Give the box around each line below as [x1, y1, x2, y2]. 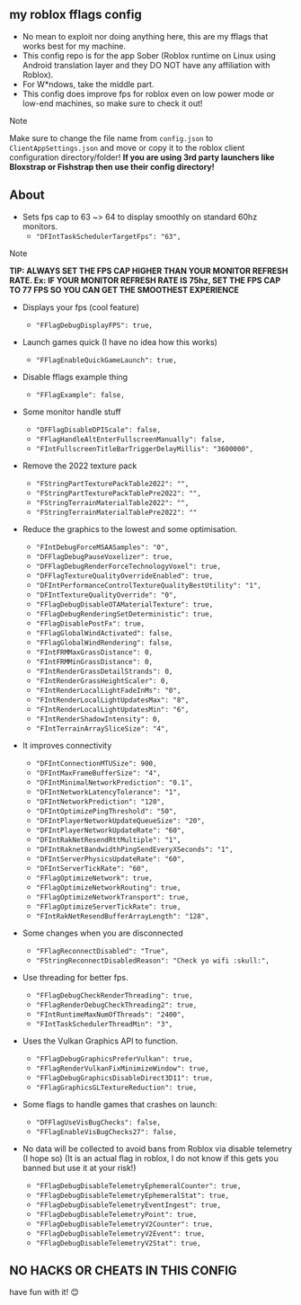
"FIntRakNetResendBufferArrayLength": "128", [35, 911, 209, 920]
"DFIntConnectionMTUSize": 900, [35, 759, 157, 768]
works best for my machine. [22, 40, 127, 51]
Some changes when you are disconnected [22, 928, 183, 938]
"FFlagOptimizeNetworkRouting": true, [35, 883, 181, 892]
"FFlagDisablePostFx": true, [35, 619, 146, 628]
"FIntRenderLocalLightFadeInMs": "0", [35, 686, 181, 695]
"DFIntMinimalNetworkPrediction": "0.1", [35, 777, 193, 787]
